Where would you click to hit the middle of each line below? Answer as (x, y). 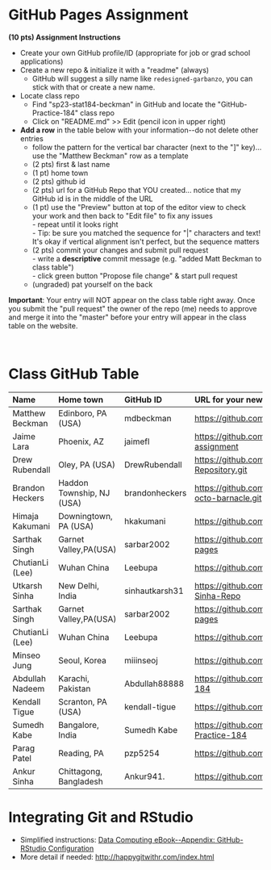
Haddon (73, 483)
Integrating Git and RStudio (101, 818)
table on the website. (43, 325)
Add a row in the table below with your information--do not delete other (139, 130)
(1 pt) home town (60, 173)
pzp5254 (142, 753)
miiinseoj (141, 660)
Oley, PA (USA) (86, 464)
